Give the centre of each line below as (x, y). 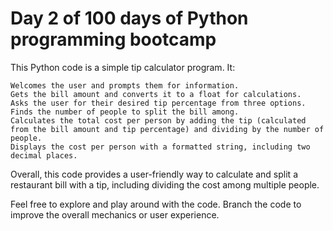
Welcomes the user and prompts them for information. (125, 85)
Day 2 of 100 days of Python (129, 18)
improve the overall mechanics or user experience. (115, 214)
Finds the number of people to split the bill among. (125, 112)
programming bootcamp (113, 39)
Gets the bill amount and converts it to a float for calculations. (156, 94)
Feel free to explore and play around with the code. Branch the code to (156, 204)
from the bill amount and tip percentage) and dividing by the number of (167, 129)
